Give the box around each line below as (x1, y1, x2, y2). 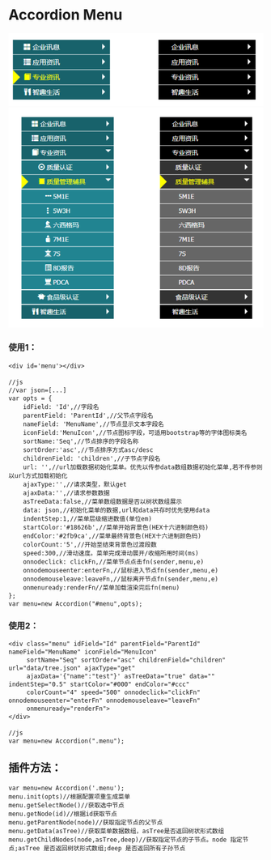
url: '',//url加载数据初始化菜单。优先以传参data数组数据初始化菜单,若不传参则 (23, 463, 263, 471)
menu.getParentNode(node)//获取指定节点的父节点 (8, 818, 163, 827)
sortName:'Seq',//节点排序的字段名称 (23, 437, 139, 445)
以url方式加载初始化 (8, 471, 68, 479)
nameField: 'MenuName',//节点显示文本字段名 (23, 419, 164, 428)
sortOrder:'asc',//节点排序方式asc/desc (23, 445, 154, 454)
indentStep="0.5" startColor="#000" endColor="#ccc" (8, 680, 190, 689)
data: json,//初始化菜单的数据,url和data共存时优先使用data (23, 506, 210, 514)
